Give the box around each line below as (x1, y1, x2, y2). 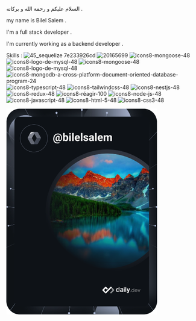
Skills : (6, 52, 23, 59)
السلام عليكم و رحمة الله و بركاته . (6, 5, 83, 12)
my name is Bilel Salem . (6, 17, 67, 23)
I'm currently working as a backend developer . (6, 40, 124, 47)
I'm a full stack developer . (6, 28, 72, 36)
